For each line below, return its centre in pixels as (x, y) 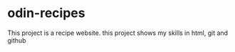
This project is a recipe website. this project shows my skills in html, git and (118, 33)
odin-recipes (46, 13)
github (17, 40)
